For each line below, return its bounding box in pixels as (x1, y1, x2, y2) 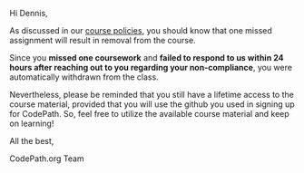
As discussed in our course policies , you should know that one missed (9, 25, 272, 35)
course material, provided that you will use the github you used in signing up (9, 99, 295, 110)
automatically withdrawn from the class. (9, 72, 159, 82)
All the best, (9, 136, 54, 146)
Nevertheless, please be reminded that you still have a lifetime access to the (9, 90, 295, 100)
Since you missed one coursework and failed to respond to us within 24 (9, 53, 284, 62)
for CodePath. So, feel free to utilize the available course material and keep (9, 109, 290, 119)
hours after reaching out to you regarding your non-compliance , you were (9, 62, 293, 72)
